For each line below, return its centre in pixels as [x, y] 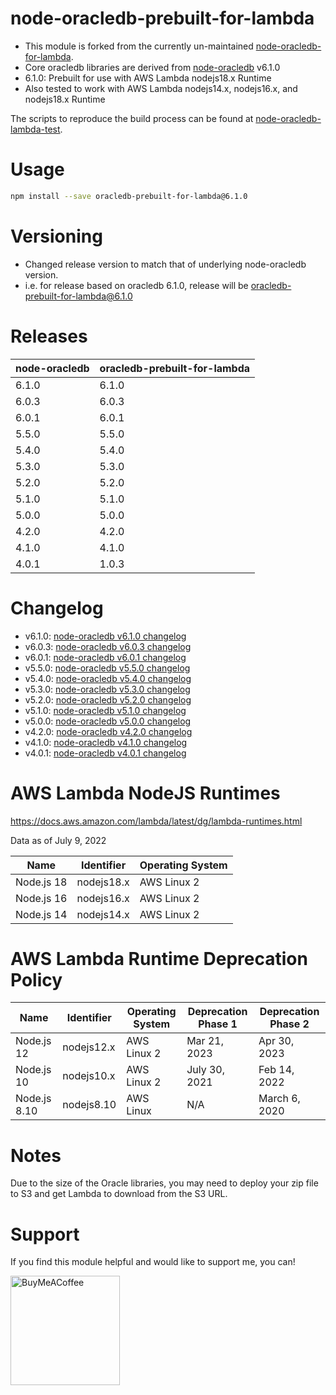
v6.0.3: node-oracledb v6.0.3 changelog [108, 646]
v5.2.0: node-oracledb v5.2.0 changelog [108, 699]
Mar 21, [205, 1041]
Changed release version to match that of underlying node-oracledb [165, 264]
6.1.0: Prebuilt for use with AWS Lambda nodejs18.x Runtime [148, 78]
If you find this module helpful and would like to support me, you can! [153, 1262]
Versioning [56, 236]
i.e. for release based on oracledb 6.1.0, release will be [136, 285]
